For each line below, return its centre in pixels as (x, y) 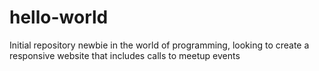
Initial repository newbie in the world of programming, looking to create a (159, 45)
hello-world (59, 17)
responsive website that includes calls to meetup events (125, 55)
